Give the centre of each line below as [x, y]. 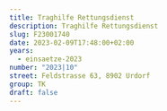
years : [22, 51]
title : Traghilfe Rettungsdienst [72, 17]
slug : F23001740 [40, 34]
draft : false [34, 92]
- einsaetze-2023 [50, 59]
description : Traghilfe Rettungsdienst [84, 26]
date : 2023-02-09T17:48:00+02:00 [72, 43]
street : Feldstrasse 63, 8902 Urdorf [80, 76]
